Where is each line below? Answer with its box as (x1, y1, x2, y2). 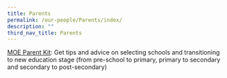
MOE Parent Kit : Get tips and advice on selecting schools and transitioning (7, 48, 220, 57)
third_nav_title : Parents (7, 29, 82, 37)
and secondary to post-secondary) (7, 63, 108, 71)
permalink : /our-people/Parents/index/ (7, 17, 123, 23)
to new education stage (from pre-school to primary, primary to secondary (7, 56, 221, 64)
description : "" (7, 23, 54, 30)
